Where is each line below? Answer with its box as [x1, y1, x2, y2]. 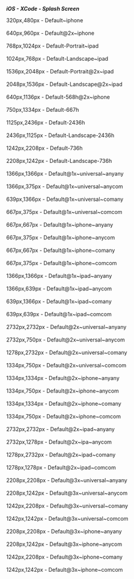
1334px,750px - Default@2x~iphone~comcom [6, 413, 121, 420]
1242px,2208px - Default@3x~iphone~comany [6, 553, 123, 560]
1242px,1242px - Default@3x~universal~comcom [6, 515, 129, 522]
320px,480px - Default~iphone [6, 17, 84, 23]
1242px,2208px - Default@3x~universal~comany [6, 502, 128, 509]
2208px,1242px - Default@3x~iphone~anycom [6, 541, 122, 548]
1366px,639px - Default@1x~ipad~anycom [6, 285, 112, 292]
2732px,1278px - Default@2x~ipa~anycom [6, 438, 112, 446]
